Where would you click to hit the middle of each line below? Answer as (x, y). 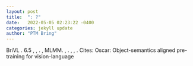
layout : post (22, 11)
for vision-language (50, 57)
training (15, 57)
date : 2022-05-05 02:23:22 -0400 (50, 22)
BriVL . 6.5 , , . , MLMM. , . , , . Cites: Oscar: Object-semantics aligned (91, 50)
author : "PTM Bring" (32, 34)
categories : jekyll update (39, 28)
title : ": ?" (24, 17)
